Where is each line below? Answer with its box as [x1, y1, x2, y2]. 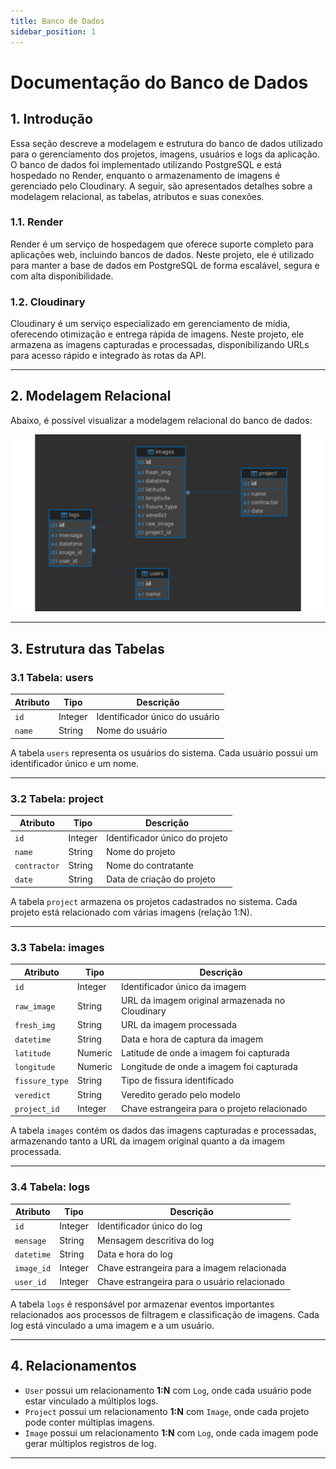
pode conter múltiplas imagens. [24, 1416, 156, 1428]
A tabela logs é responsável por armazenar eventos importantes [10, 1298, 275, 1310]
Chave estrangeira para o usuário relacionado [96, 1276, 285, 1288]
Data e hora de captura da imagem [120, 1033, 264, 1045]
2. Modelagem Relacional [10, 388, 172, 405]
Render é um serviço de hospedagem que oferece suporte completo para [10, 238, 314, 250]
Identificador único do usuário [96, 710, 220, 722]
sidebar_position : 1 [10, 26, 97, 37]
